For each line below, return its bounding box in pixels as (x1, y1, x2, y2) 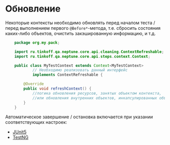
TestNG (12, 134, 29, 140)
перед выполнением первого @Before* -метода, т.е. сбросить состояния (5, 25, 161, 31)
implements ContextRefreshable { (32, 72, 103, 78)
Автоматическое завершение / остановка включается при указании (5, 114, 153, 120)
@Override (23, 82, 44, 87)
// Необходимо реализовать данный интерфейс (32, 67, 128, 73)
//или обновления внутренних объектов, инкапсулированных (32, 95, 157, 101)
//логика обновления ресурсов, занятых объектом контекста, (32, 91, 162, 96)
